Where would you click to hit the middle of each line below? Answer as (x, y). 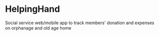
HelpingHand (32, 9)
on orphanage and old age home (38, 28)
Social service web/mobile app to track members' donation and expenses (80, 23)
